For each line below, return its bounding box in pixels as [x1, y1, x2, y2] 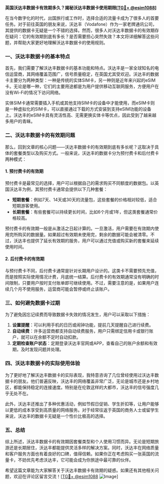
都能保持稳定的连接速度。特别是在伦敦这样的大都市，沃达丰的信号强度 [13, 384, 155, 390]
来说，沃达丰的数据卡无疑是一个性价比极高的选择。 [5, 413, 108, 419]
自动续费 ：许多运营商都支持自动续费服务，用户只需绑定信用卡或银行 [12, 328, 149, 334]
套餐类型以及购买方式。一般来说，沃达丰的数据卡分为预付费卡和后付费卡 [13, 150, 159, 156]
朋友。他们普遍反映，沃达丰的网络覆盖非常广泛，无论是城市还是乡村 [18, 378, 155, 384]
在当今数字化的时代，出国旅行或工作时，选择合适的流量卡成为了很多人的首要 [5, 15, 159, 21]
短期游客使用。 [12, 203, 42, 209]
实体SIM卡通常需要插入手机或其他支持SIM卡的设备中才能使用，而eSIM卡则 [5, 100, 155, 106]
